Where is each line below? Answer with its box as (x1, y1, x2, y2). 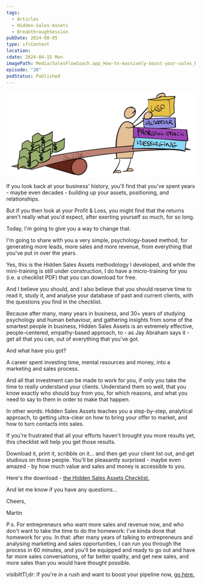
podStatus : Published (6, 73, 61, 79)
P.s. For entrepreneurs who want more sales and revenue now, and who (6, 520, 185, 528)
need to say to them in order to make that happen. (6, 395, 130, 403)
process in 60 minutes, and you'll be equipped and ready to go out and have (6, 546, 195, 553)
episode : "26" (6, 67, 42, 73)
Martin (6, 509, 23, 516)
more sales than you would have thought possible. (6, 559, 131, 566)
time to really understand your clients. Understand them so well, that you (6, 383, 186, 390)
